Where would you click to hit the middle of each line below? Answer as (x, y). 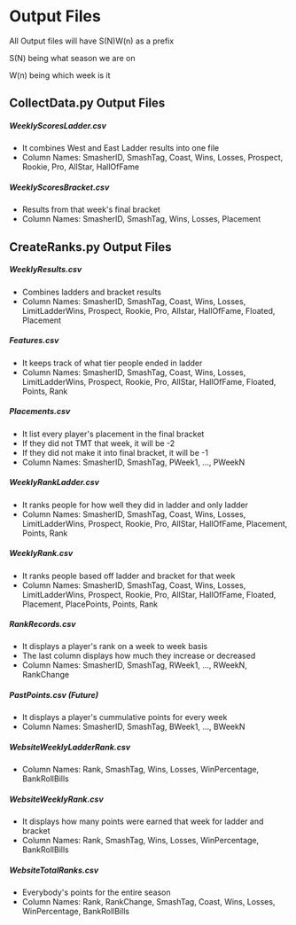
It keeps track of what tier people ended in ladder (112, 363)
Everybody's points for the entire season (96, 892)
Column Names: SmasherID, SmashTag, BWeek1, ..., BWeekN (133, 727)
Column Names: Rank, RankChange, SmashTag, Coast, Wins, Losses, (148, 902)
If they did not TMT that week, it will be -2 (98, 443)
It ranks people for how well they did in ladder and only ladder (135, 505)
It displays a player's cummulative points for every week (125, 717)
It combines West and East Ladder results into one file (121, 148)
